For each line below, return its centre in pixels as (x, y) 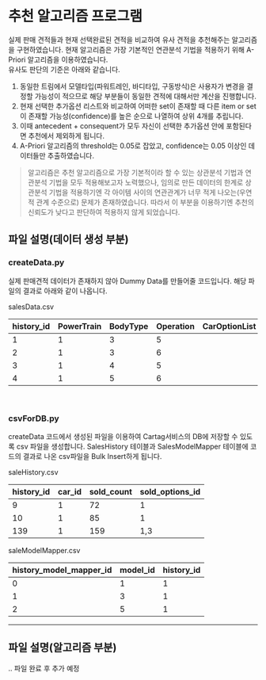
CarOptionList (229, 326)
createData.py (36, 262)
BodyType (129, 326)
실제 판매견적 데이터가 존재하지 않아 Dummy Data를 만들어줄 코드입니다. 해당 (127, 281)
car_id (70, 491)
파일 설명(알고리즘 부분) (63, 648)
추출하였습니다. (71, 155)
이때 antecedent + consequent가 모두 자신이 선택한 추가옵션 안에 (122, 126)
